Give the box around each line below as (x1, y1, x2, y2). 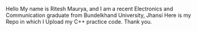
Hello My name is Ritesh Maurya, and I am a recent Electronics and (5, 5, 173, 12)
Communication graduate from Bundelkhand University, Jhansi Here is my (5, 12, 192, 19)
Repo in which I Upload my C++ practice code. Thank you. (5, 18, 153, 25)
